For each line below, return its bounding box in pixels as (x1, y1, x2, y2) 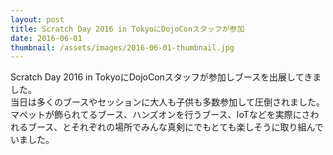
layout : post (10, 14, 65, 25)
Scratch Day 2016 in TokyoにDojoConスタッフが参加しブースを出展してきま (10, 71, 322, 83)
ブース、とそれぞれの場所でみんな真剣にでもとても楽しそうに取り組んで (27, 121, 324, 133)
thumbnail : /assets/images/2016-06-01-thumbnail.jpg (10, 42, 235, 53)
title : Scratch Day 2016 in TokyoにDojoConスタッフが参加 (10, 24, 245, 34)
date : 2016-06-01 (10, 33, 83, 43)
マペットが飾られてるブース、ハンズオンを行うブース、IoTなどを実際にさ (10, 109, 311, 121)
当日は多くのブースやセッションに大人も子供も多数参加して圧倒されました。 (10, 96, 325, 108)
